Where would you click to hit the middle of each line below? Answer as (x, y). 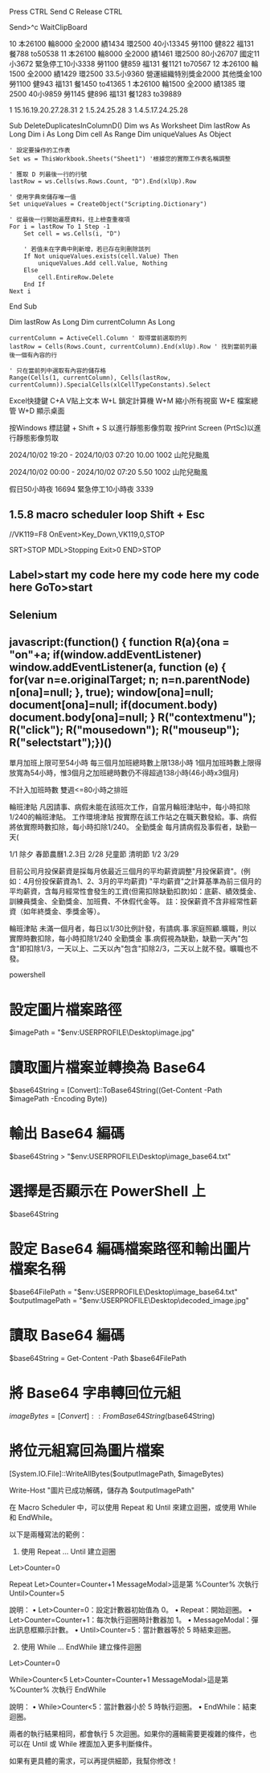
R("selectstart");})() (61, 742)
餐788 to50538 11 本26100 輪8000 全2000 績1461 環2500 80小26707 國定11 (135, 54)
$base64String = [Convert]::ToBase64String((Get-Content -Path (116, 1090)
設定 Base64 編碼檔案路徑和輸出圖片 (130, 1249)
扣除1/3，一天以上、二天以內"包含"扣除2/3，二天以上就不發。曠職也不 (142, 949)
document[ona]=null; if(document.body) (113, 705)
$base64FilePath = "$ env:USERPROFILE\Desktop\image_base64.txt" (123, 1292)
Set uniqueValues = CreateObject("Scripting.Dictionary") (108, 204)
